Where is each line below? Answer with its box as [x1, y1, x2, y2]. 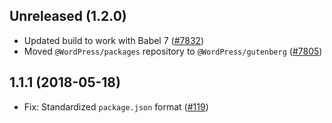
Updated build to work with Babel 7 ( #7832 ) [23, 34, 205, 46]
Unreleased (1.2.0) [9, 8, 127, 25]
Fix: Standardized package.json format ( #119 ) [23, 100, 209, 113]
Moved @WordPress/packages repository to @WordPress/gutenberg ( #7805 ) [23, 45, 323, 57]
